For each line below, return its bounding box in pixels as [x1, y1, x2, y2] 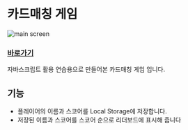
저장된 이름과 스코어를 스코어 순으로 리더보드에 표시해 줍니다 [17, 115, 182, 124]
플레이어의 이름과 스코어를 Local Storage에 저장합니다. [17, 107, 167, 115]
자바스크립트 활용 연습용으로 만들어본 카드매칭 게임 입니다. [7, 65, 166, 73]
